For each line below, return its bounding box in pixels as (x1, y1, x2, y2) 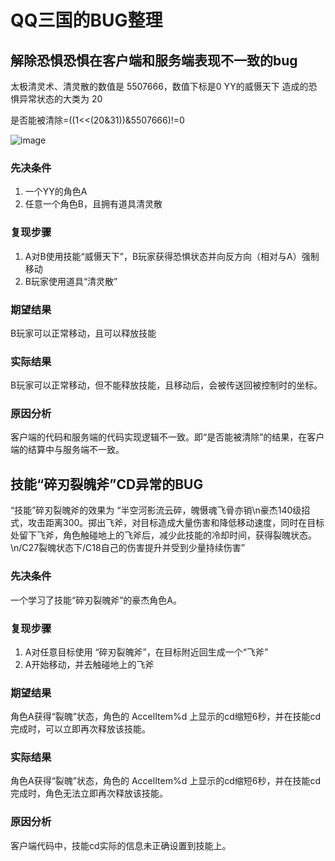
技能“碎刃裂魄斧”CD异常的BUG (10, 476, 204, 493)
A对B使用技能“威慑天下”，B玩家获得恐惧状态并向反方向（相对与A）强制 (24, 250, 320, 262)
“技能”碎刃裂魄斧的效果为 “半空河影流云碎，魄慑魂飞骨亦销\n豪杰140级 (10, 504, 302, 516)
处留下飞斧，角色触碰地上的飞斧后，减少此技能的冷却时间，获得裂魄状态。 (10, 529, 317, 541)
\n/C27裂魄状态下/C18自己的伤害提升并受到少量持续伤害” (10, 542, 245, 554)
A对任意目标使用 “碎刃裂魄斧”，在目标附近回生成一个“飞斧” (24, 646, 269, 658)
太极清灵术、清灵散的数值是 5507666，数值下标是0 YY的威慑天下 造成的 (10, 81, 309, 92)
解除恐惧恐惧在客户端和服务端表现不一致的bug (10, 52, 298, 69)
